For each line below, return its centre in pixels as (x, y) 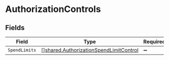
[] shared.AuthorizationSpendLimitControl (90, 50)
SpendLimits (22, 50)
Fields (15, 28)
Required (154, 42)
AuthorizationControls (53, 9)
